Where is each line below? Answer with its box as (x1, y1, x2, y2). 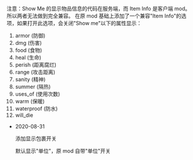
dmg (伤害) (15, 40, 42, 46)
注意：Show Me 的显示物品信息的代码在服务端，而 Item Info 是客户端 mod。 (6, 5, 191, 12)
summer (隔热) (15, 84, 51, 90)
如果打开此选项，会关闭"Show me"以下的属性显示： (16, 20, 143, 26)
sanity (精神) (15, 76, 46, 83)
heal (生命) (15, 54, 42, 61)
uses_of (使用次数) (15, 91, 60, 98)
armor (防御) (15, 32, 46, 39)
